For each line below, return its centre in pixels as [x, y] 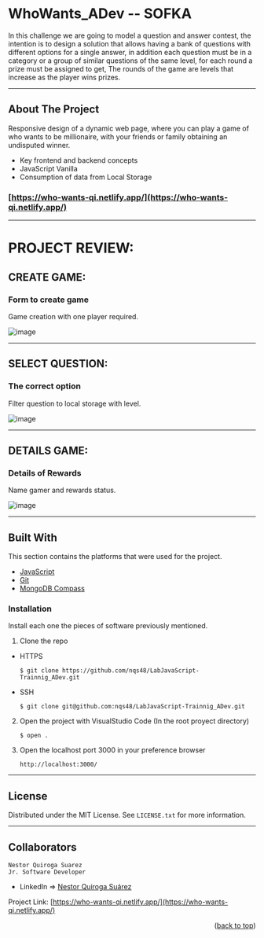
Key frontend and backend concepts [79, 160]
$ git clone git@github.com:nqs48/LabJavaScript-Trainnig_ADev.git [132, 707]
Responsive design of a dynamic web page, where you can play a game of [129, 128]
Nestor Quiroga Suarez [45, 866]
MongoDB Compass [52, 589]
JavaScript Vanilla [49, 168]
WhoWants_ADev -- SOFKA [100, 14]
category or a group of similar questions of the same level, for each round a [130, 61]
